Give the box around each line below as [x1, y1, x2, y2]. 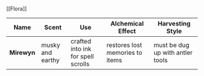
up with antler [154, 48, 193, 57]
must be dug [154, 41, 190, 49]
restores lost [106, 41, 143, 49]
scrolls [70, 60, 90, 68]
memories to [106, 48, 143, 57]
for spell [70, 52, 94, 60]
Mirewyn [9, 48, 35, 57]
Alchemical [110, 19, 144, 28]
